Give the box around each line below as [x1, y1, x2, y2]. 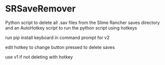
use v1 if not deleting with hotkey [5, 53, 73, 60]
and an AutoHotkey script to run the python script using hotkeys [5, 24, 137, 30]
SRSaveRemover [5, 3, 76, 14]
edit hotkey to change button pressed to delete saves [5, 44, 115, 50]
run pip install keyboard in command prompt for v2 [5, 34, 110, 40]
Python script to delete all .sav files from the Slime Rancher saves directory [5, 19, 160, 25]
